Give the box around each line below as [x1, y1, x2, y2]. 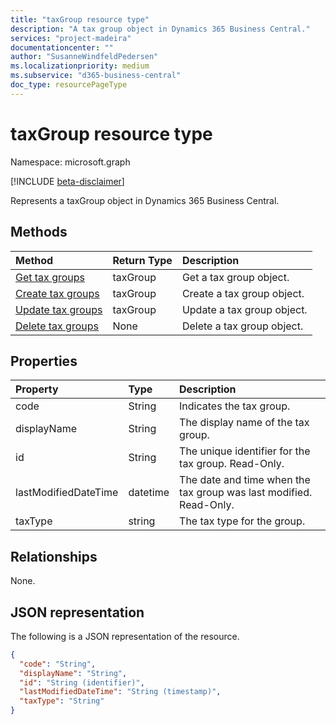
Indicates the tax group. [179, 399, 291, 413]
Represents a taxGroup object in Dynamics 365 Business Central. [10, 194, 280, 206]
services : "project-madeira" [10, 33, 132, 43]
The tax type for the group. [179, 514, 306, 528]
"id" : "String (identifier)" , [19, 677, 145, 688]
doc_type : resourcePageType [10, 80, 128, 90]
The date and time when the [179, 473, 311, 487]
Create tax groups [15, 286, 100, 300]
